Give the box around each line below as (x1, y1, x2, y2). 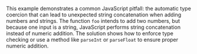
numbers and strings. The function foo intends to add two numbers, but (6, 18, 180, 24)
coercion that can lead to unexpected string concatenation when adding (6, 11, 182, 18)
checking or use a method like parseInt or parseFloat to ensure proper (6, 36, 179, 43)
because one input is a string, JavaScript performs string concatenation (6, 23, 181, 31)
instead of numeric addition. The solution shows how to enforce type (6, 30, 174, 37)
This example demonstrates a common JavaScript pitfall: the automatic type (6, 5, 192, 12)
